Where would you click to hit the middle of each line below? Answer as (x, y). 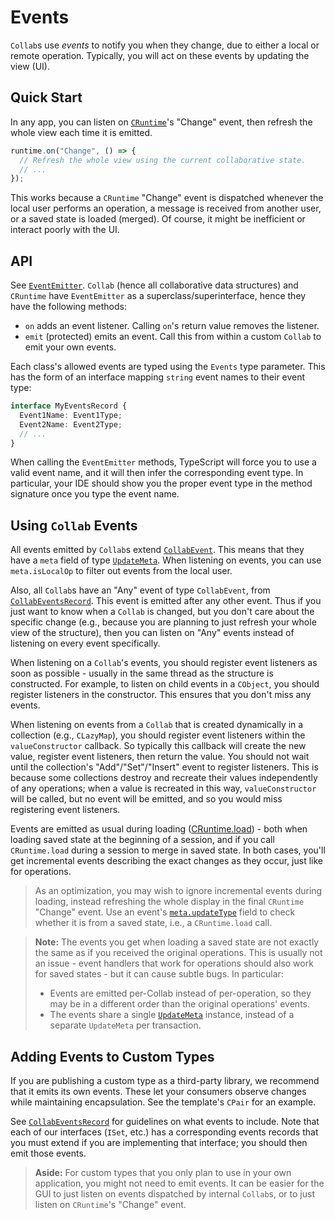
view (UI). (30, 66)
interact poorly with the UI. (65, 230)
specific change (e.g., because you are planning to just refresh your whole (163, 622)
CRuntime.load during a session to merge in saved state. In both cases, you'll (168, 850)
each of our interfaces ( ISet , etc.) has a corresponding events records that (164, 1132)
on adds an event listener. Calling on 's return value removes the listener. (172, 326)
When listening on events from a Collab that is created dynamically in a (157, 725)
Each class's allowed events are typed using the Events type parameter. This (168, 367)
